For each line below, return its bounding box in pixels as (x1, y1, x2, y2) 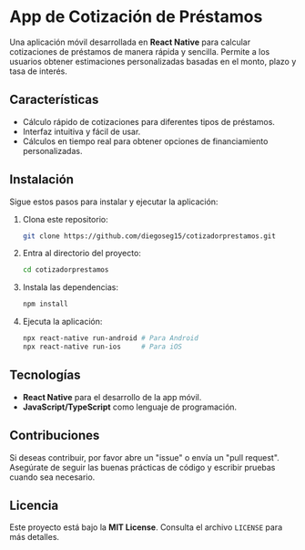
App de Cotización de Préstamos (9, 6, 263, 27)
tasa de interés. (9, 66, 68, 77)
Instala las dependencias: (22, 282, 118, 293)
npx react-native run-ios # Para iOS (22, 342, 183, 352)
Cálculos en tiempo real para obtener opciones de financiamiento (22, 135, 269, 147)
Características (9, 92, 99, 108)
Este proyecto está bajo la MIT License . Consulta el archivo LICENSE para (9, 522, 283, 533)
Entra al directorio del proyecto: (22, 248, 141, 259)
